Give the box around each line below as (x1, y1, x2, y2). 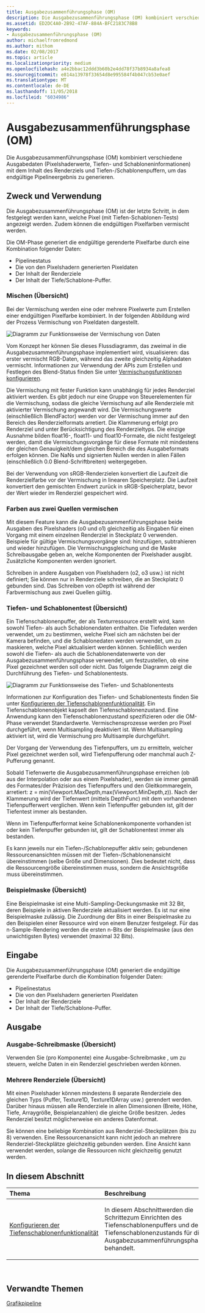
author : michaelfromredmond (6, 37, 78, 43)
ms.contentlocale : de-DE (6, 83, 70, 89)
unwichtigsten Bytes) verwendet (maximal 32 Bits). (6, 932, 135, 940)
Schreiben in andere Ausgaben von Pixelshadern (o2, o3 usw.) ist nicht (6, 569, 185, 576)
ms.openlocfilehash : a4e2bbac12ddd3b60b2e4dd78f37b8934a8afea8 (6, 65, 171, 72)
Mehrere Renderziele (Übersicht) (6, 1076, 106, 1084)
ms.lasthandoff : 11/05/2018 (6, 89, 78, 95)
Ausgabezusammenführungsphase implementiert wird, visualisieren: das (6, 348, 190, 356)
